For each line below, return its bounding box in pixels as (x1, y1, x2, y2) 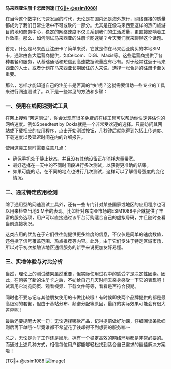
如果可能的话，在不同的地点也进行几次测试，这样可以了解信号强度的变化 (12, 168, 164, 175)
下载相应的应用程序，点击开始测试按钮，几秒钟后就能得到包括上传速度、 (14, 127, 166, 134)
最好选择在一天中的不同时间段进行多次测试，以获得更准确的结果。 (12, 162, 151, 168)
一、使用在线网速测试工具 (5, 102, 68, 109)
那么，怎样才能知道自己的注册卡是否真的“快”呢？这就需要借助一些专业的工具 (5, 82, 165, 88)
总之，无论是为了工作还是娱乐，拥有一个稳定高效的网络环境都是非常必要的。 (5, 335, 166, 341)
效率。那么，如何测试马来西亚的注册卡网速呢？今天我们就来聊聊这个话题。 (9, 35, 166, 41)
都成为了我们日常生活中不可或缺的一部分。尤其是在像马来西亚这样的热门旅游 (5, 22, 166, 28)
